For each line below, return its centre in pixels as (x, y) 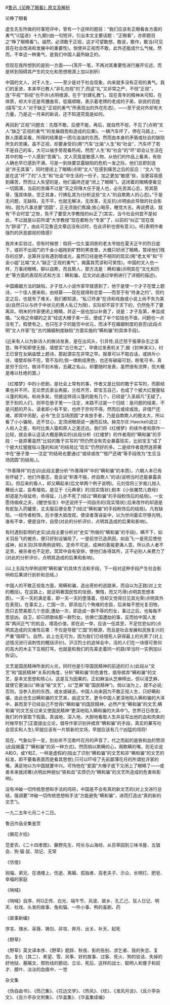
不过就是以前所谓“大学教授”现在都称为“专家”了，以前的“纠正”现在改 (84, 220)
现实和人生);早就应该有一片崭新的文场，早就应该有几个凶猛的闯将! (78, 729)
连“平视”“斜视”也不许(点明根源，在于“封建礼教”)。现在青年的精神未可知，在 (84, 95)
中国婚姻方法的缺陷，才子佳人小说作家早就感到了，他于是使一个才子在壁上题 (85, 286)
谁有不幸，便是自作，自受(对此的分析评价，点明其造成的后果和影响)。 (78, 521)
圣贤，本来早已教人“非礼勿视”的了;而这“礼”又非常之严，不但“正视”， (85, 89)
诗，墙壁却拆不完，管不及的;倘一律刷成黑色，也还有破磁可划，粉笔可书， (81, 360)
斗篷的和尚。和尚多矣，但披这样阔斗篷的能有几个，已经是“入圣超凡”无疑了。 (85, 396)
